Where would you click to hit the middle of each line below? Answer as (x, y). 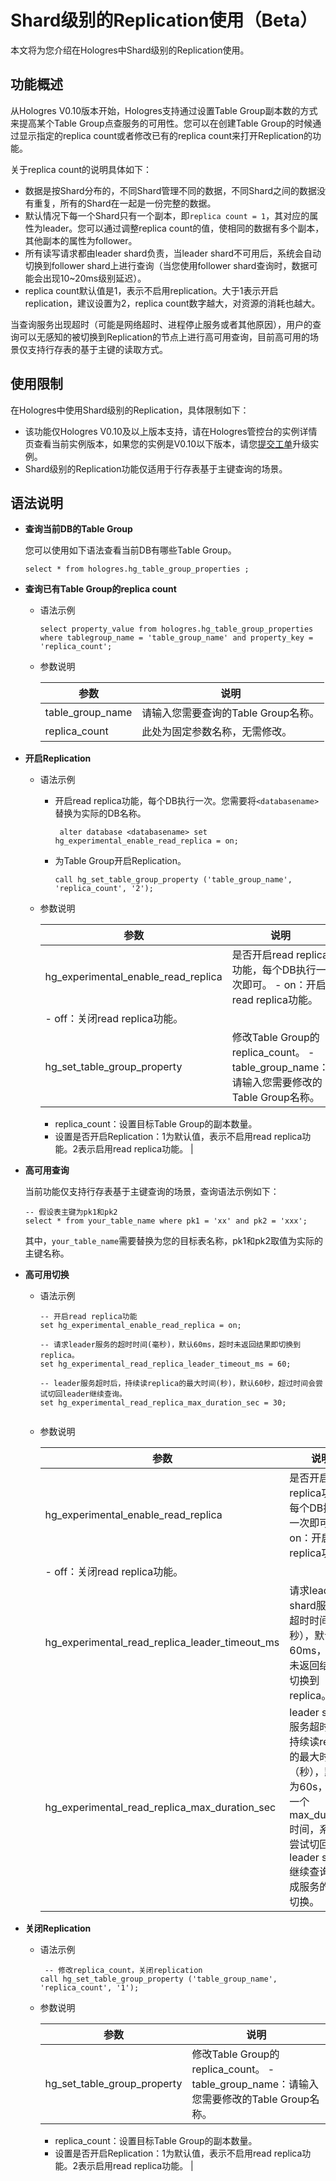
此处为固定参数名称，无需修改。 (217, 732)
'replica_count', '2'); (104, 889)
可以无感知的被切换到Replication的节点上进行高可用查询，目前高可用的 (164, 337)
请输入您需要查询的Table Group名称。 (230, 713)
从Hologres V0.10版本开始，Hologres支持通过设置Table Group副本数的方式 (164, 110)
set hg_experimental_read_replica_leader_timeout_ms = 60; (165, 1364)
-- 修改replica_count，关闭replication (123, 1971)
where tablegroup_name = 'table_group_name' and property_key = (176, 638)
